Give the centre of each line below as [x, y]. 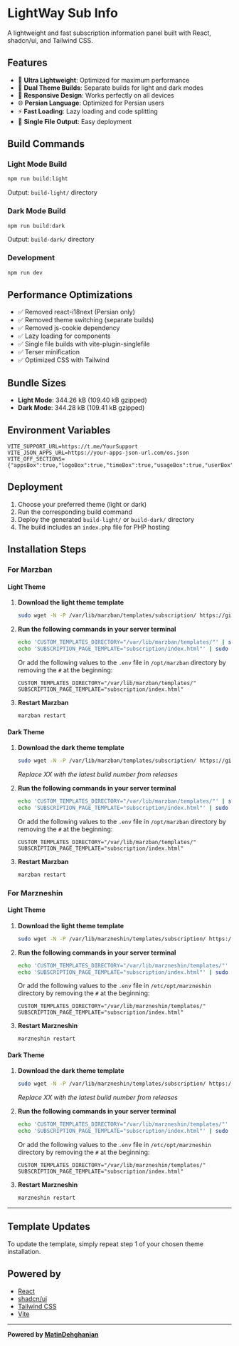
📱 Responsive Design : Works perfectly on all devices [96, 95]
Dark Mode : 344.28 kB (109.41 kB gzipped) [81, 408]
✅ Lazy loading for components [64, 336]
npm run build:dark [36, 226]
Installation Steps [47, 549]
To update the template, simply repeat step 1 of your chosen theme [106, 1244]
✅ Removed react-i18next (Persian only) [76, 312]
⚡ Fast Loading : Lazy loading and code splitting [87, 111]
